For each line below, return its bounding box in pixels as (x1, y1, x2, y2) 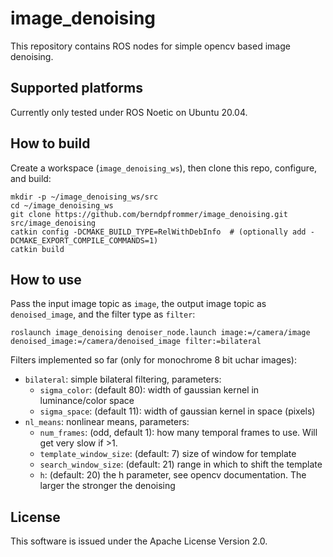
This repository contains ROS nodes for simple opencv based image (10, 40, 291, 52)
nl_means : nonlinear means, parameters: (24, 416, 190, 428)
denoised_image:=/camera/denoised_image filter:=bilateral (10, 337, 262, 347)
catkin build (10, 244, 65, 254)
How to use (10, 271, 82, 288)
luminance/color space (39, 395, 135, 407)
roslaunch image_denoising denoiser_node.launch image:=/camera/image (10, 328, 311, 338)
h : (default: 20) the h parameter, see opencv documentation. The (39, 469, 307, 481)
